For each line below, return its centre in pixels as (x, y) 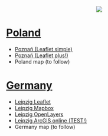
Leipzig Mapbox (34, 108)
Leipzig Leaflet (33, 102)
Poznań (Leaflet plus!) (42, 55)
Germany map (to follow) (45, 127)
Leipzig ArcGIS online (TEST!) (51, 120)
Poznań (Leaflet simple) (43, 49)
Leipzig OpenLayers (39, 114)
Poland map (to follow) (42, 61)
